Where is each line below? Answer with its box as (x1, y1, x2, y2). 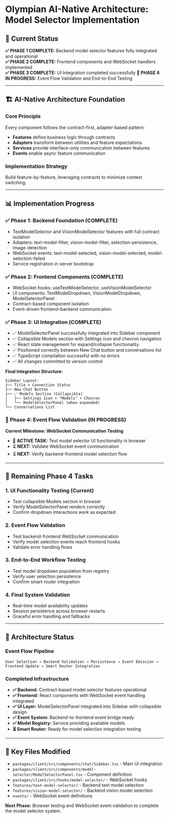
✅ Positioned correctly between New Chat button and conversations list (12, 347, 162, 353)
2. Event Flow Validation (5, 522, 65, 529)
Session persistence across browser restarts (12, 608, 106, 614)
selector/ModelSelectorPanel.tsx (12, 772, 83, 777)
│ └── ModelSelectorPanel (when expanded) (5, 400, 100, 405)
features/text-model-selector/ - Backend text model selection (12, 782, 144, 788)
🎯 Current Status (5, 34, 59, 43)
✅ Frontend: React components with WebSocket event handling (12, 693, 145, 699)
